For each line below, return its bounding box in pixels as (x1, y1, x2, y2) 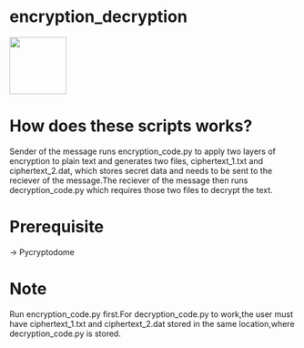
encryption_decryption (9, 6, 188, 27)
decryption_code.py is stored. (9, 328, 121, 339)
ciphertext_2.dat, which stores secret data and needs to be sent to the (9, 165, 273, 176)
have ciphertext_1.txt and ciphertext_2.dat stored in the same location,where (9, 318, 295, 329)
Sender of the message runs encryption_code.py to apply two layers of (9, 146, 276, 157)
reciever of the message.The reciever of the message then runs (9, 175, 248, 186)
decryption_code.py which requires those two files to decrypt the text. (9, 184, 273, 195)
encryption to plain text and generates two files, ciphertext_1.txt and (9, 155, 264, 166)
